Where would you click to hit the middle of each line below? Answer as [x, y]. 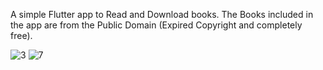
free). [21, 35]
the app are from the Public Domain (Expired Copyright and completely [156, 25]
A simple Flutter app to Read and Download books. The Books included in [162, 14]
